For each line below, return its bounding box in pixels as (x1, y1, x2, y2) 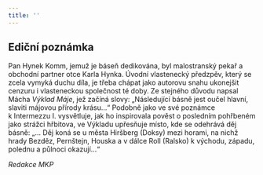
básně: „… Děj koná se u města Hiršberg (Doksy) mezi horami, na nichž (8, 128, 239, 137)
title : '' (8, 11, 41, 20)
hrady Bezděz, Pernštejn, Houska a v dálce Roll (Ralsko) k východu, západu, (8, 137, 255, 146)
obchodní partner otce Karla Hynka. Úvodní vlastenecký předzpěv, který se (8, 70, 252, 79)
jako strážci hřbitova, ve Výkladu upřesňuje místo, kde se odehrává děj (8, 119, 237, 129)
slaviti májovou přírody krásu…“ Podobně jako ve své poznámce (8, 103, 216, 112)
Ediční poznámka (8, 41, 94, 54)
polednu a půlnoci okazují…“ (8, 144, 100, 154)
